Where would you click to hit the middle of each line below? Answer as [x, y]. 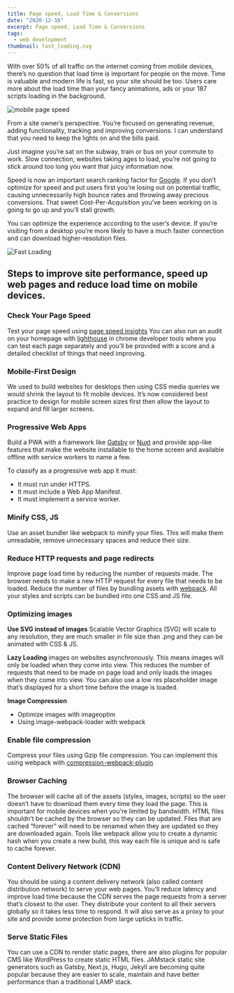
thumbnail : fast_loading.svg [50, 46]
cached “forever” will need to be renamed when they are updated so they [113, 826]
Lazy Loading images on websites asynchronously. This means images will [115, 658]
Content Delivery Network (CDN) [64, 866]
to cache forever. [32, 848]
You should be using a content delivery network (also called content [105, 882]
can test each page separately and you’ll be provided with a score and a [111, 346]
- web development [41, 40]
